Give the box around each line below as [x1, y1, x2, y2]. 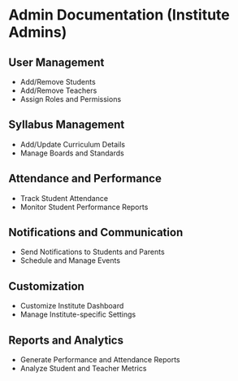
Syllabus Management [8, 118, 125, 132]
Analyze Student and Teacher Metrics [19, 364, 147, 374]
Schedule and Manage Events [19, 256, 120, 265]
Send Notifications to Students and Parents [19, 247, 165, 257]
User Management [8, 55, 105, 69]
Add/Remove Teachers [19, 85, 97, 95]
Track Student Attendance [19, 193, 108, 203]
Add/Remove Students [19, 77, 96, 86]
